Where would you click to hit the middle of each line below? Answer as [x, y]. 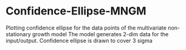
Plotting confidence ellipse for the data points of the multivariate [86, 28]
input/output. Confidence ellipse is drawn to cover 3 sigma [79, 40]
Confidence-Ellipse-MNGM [76, 11]
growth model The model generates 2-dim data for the [100, 34]
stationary [18, 34]
